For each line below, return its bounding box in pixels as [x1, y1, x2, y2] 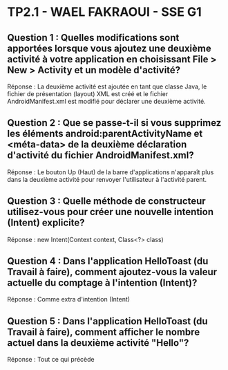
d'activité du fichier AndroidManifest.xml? [7, 149, 195, 161]
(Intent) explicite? [7, 217, 85, 229]
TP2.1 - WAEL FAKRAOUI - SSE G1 [7, 4, 202, 20]
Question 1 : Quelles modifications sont [7, 32, 180, 44]
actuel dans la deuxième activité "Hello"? [7, 337, 189, 349]
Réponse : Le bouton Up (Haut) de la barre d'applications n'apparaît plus [7, 167, 214, 176]
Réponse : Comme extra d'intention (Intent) [7, 295, 130, 304]
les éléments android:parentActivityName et [7, 128, 203, 140]
